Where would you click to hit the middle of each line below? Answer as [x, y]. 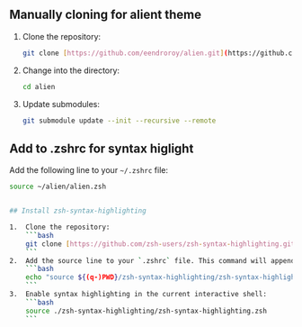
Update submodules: [61, 104]
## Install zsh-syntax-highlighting [78, 211]
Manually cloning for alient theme [106, 15]
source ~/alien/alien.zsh [58, 187]
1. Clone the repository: [60, 227]
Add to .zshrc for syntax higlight [102, 148]
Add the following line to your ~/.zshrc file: [89, 170]
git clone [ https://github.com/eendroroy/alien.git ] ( [125, 53]
